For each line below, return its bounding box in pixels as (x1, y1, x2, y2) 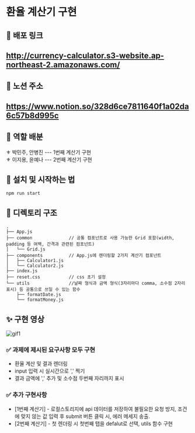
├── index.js (6, 268, 38, 274)
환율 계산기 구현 (6, 5, 77, 19)
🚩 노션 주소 (6, 81, 44, 91)
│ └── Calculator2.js (6, 263, 64, 269)
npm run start (6, 191, 41, 197)
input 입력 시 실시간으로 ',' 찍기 (14, 367, 85, 374)
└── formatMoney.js (16, 297, 64, 303)
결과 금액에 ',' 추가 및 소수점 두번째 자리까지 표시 (14, 375, 124, 382)
